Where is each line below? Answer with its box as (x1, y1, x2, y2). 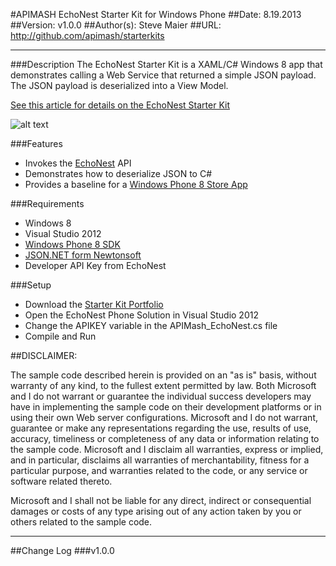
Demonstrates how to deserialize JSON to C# (24, 168, 213, 179)
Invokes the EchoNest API (24, 157, 132, 169)
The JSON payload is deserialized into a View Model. (10, 80, 229, 91)
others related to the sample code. (10, 516, 153, 528)
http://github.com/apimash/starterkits (10, 30, 165, 41)
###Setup (10, 279, 52, 291)
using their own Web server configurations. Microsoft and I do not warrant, (10, 412, 318, 423)
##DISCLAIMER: (10, 350, 78, 361)
